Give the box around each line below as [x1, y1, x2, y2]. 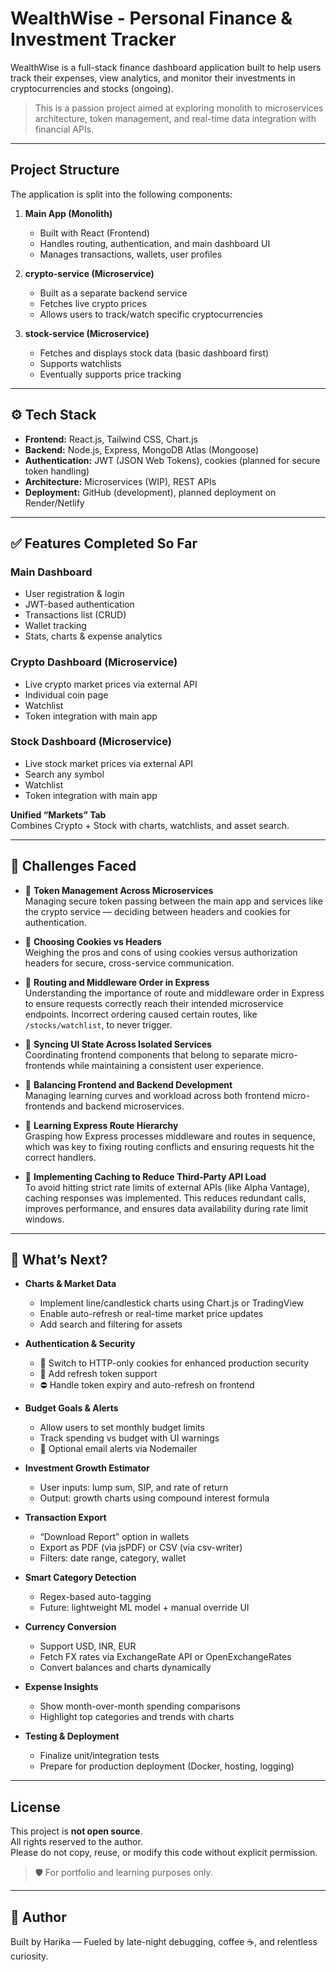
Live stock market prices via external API [24, 757, 193, 769]
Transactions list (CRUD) [24, 609, 127, 621]
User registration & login [24, 588, 125, 600]
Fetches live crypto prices [39, 297, 147, 309]
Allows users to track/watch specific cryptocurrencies [39, 308, 263, 320]
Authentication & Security [24, 1338, 136, 1350]
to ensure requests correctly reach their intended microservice [24, 997, 284, 1009]
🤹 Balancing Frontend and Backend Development [24, 1078, 233, 1091]
